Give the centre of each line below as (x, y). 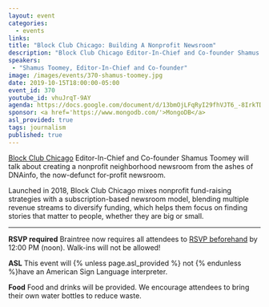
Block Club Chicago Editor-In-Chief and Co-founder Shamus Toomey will (129, 158)
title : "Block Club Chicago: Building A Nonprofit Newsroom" (112, 46)
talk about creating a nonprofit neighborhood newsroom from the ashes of (131, 166)
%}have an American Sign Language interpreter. (88, 271)
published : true (35, 135)
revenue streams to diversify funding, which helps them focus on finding (128, 207)
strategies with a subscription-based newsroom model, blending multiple (129, 199)
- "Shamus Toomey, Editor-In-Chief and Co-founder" (100, 68)
